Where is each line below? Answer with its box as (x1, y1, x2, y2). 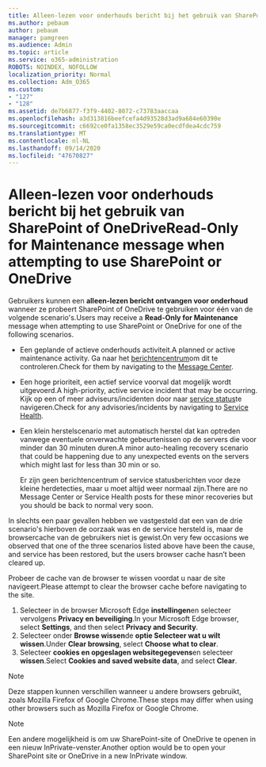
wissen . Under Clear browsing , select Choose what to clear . (19, 639, 219, 649)
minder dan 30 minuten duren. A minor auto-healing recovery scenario (19, 443, 249, 452)
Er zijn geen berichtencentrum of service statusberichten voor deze (19, 475, 241, 485)
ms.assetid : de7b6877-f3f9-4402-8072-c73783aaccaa (8, 108, 179, 116)
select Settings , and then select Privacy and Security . (19, 623, 199, 632)
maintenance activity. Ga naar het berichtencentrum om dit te (19, 353, 218, 363)
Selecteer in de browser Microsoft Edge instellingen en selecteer (19, 605, 232, 615)
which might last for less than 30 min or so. (19, 460, 161, 470)
